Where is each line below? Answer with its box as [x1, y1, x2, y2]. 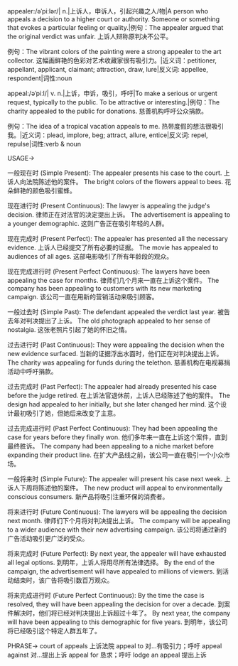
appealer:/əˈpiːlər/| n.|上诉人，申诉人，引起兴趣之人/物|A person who [7, 7, 208, 15]
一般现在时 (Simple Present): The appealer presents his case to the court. [7, 168, 222, 177]
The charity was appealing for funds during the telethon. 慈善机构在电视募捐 [7, 358, 231, 367]
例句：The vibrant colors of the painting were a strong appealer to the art [7, 48, 222, 55]
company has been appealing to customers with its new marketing [7, 284, 202, 292]
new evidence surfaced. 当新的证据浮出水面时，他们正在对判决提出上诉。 [7, 350, 223, 358]
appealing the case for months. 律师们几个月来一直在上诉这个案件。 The [7, 276, 220, 284]
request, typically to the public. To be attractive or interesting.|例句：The [7, 98, 220, 106]
